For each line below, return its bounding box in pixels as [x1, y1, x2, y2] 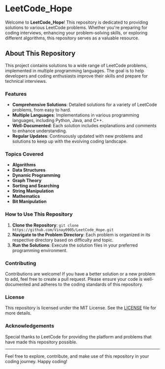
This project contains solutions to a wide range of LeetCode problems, [5, 62, 148, 68]
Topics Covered [5, 150, 44, 157]
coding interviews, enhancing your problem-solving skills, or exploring [5, 30, 148, 36]
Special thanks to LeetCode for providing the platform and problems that [5, 333, 152, 339]
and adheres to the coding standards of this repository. [31, 281, 143, 287]
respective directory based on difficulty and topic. [12, 237, 114, 243]
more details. [5, 310, 32, 316]
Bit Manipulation [12, 198, 47, 205]
